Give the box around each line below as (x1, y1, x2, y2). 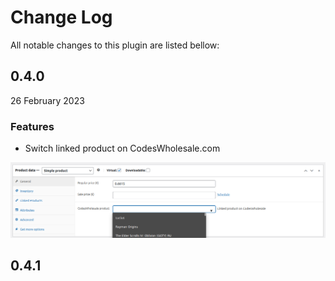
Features (10, 119, 55, 133)
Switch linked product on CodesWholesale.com (24, 142, 221, 155)
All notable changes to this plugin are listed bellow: (10, 39, 220, 51)
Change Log (10, 6, 113, 29)
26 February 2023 (10, 94, 85, 106)
